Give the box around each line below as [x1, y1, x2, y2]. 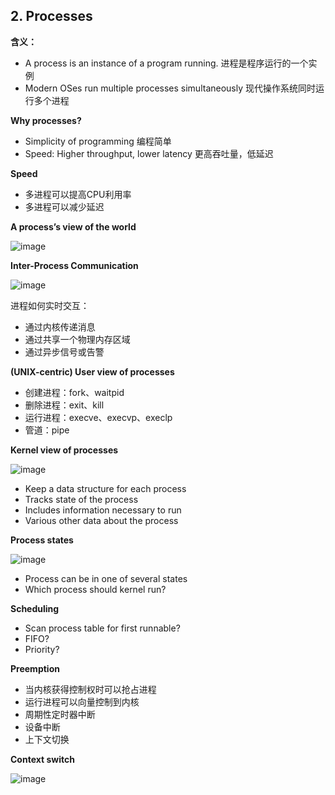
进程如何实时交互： [10, 299, 90, 311]
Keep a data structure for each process [24, 482, 187, 494]
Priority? [24, 643, 60, 655]
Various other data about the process [24, 514, 179, 526]
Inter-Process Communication [10, 259, 139, 271]
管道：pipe [24, 424, 70, 436]
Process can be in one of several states [24, 572, 188, 584]
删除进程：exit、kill [24, 399, 105, 411]
